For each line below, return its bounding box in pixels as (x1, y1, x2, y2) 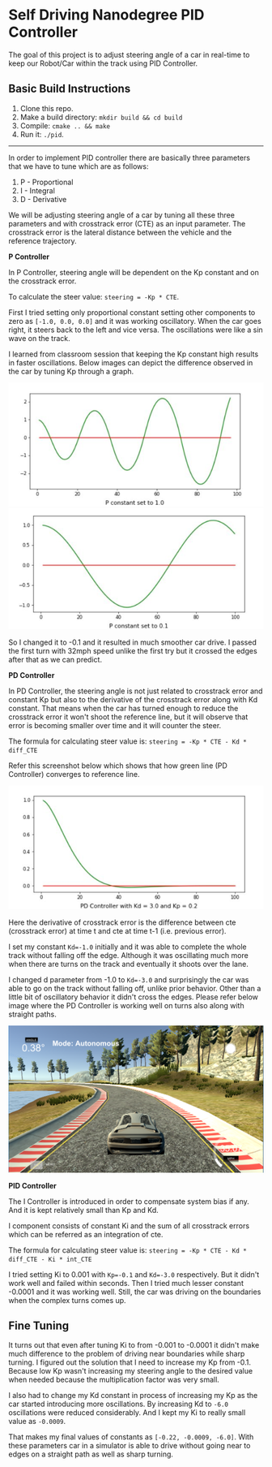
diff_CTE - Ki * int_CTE (8, 1255, 92, 1263)
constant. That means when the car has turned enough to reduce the (8, 704, 239, 714)
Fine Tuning (8, 1319, 70, 1333)
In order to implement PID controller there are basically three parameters (8, 153, 251, 162)
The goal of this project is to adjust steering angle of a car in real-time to (8, 50, 250, 59)
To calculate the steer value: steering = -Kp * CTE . (8, 291, 180, 301)
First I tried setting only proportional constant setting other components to (8, 307, 256, 317)
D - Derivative (19, 194, 67, 204)
